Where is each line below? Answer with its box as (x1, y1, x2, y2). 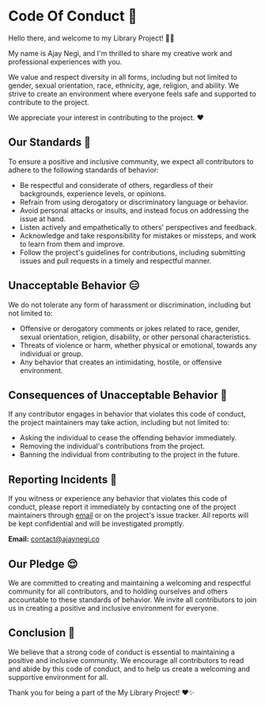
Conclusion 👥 (8, 626, 75, 639)
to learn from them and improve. (19, 239, 125, 248)
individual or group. (19, 349, 84, 358)
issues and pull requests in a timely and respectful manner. (19, 256, 212, 266)
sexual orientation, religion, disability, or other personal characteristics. (19, 332, 252, 341)
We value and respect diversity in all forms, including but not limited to (8, 72, 238, 81)
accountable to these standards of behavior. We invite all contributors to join (8, 595, 257, 604)
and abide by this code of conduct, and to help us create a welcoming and (8, 664, 251, 673)
